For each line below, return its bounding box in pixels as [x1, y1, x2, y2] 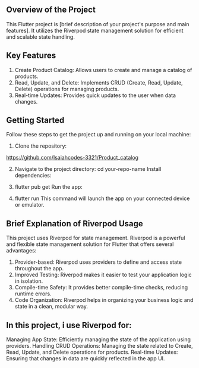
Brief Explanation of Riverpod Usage [6, 219, 144, 229]
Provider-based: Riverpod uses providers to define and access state [14, 258, 182, 266]
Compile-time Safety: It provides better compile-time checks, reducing [14, 284, 188, 291]
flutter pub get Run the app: [14, 183, 83, 191]
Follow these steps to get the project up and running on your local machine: [6, 131, 191, 138]
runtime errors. [14, 290, 52, 297]
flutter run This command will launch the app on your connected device [14, 195, 190, 202]
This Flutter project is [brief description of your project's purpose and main [6, 20, 189, 27]
